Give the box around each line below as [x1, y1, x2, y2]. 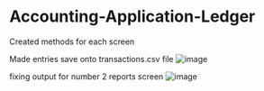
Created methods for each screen [9, 36, 135, 47]
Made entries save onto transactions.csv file [9, 53, 174, 64]
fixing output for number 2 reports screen [9, 70, 164, 82]
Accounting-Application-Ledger [9, 6, 256, 27]
